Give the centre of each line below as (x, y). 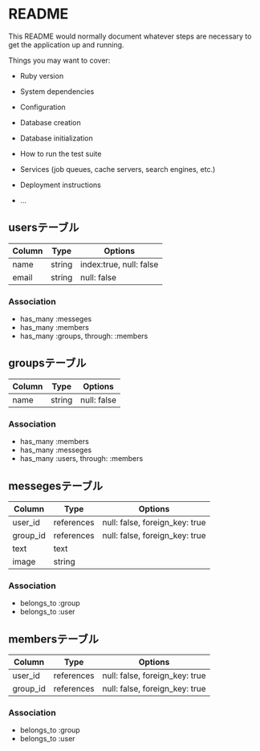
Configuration (43, 107)
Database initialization (57, 138)
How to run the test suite (61, 153)
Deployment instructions (61, 185)
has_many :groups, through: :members (84, 336)
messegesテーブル (55, 486)
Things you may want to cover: (59, 60)
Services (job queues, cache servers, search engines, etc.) (118, 169)
